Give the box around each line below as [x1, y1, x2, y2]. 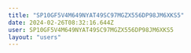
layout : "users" [8, 33, 61, 41]
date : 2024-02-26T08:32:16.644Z [8, 19, 114, 26]
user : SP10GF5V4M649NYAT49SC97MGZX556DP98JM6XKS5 [8, 26, 174, 34]
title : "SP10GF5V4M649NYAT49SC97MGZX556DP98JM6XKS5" [8, 11, 185, 19]
